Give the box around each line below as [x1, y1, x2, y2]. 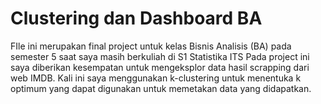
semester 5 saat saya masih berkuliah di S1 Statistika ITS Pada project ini [10, 50, 310, 62]
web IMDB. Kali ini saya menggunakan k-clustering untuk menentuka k [10, 72, 302, 84]
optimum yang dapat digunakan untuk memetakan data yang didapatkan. [10, 82, 312, 94]
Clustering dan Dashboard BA [10, 7, 263, 30]
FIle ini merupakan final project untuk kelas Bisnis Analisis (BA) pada [10, 40, 292, 52]
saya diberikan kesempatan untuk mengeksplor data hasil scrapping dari [10, 61, 310, 73]
